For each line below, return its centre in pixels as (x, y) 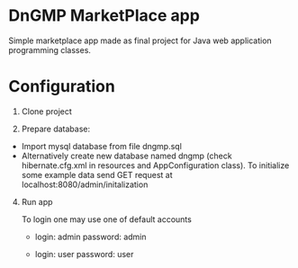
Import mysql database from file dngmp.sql (101, 146)
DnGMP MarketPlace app (104, 16)
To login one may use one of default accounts (107, 219)
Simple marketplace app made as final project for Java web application (140, 40)
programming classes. (50, 49)
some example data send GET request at (97, 174)
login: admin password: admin (90, 237)
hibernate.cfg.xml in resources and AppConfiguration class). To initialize (155, 165)
